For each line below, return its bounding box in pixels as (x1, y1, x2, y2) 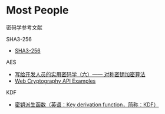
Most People (6, 4, 69, 17)
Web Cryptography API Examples (14, 77, 96, 84)
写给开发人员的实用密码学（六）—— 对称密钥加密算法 (14, 70, 146, 77)
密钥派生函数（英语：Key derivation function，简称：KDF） (14, 101, 159, 108)
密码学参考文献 (6, 24, 42, 31)
